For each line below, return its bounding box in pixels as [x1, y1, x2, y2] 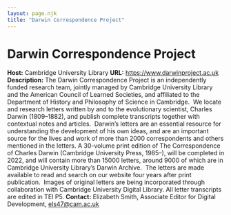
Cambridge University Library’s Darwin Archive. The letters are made [7, 163, 205, 172]
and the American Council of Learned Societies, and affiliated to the [7, 91, 200, 99]
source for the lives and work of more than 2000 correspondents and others [7, 135, 224, 143]
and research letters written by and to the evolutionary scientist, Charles [7, 105, 212, 113]
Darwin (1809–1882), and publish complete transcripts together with [7, 113, 200, 121]
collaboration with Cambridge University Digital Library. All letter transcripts [7, 185, 222, 194]
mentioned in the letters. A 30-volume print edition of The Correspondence [7, 142, 221, 150]
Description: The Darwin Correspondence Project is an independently [7, 76, 207, 84]
